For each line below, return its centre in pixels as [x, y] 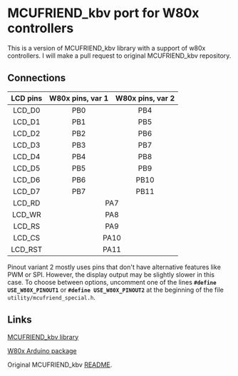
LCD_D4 [27, 156]
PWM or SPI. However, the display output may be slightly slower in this [111, 274]
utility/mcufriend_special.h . [52, 297]
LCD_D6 [27, 180]
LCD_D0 [27, 110]
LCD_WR [26, 214]
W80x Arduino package [42, 350]
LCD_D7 [27, 191]
